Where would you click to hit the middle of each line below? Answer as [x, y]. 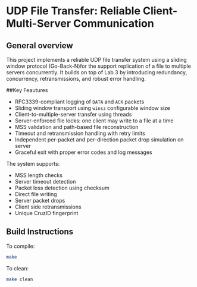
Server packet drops [40, 201]
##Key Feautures [27, 90]
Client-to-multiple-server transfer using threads [73, 114]
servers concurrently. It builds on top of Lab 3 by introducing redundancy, [97, 72]
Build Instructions [40, 232]
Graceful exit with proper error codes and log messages [84, 152]
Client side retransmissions [48, 207]
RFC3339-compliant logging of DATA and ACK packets [79, 102]
